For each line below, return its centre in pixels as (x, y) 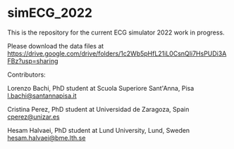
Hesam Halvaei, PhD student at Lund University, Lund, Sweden (99, 130)
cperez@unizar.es (33, 117)
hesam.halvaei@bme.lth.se (47, 138)
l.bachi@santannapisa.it (42, 96)
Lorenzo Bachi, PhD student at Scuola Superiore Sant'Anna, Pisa (101, 88)
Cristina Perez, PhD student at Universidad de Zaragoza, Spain (98, 109)
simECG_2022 (50, 13)
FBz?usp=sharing (33, 60)
